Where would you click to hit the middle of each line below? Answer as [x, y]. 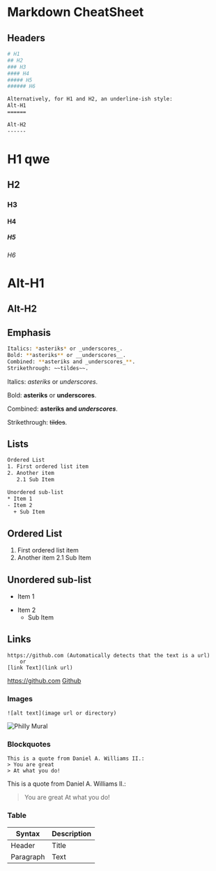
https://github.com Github [44, 680]
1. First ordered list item [48, 467]
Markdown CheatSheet [76, 12]
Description [72, 833]
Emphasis [29, 332]
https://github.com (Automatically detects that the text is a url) [109, 655]
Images [20, 698]
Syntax [28, 833]
